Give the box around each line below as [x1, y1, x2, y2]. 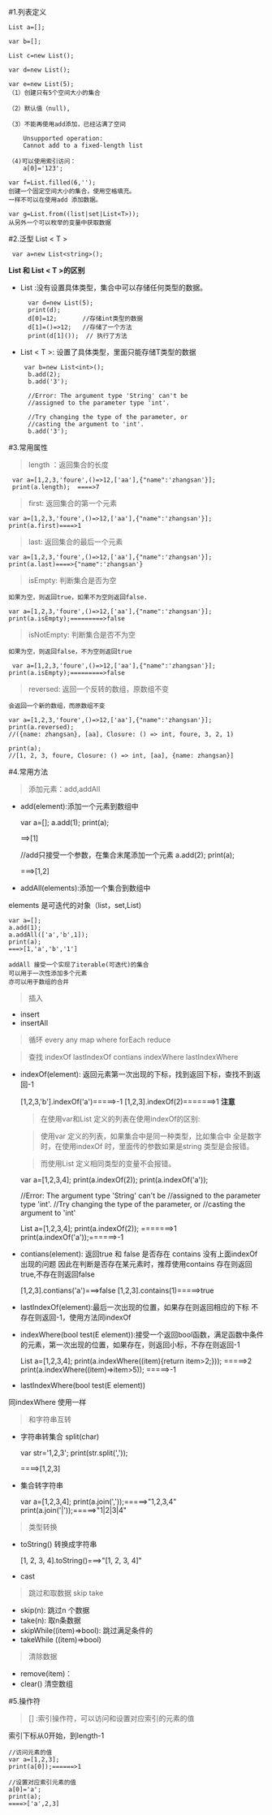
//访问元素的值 [8, 1748, 53, 1757]
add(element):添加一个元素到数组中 [19, 802, 139, 810]
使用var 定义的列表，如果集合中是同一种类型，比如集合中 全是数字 [40, 1131, 262, 1141]
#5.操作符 [8, 1696, 41, 1705]
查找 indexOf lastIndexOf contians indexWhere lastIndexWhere [28, 1052, 239, 1061]
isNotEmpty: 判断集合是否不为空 [28, 630, 136, 639]
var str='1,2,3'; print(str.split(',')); [19, 1448, 128, 1458]
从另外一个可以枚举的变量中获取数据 [8, 218, 112, 227]
